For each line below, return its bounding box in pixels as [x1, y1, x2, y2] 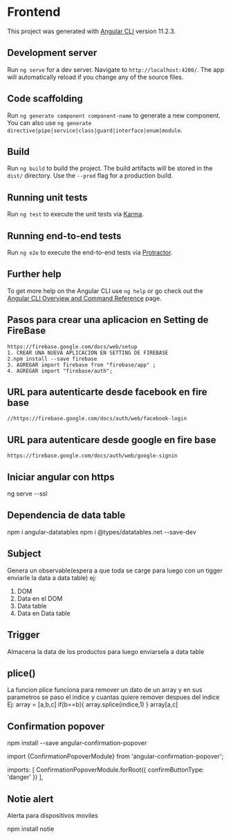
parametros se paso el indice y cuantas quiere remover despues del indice [7, 693, 220, 702]
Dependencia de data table [7, 510, 126, 521]
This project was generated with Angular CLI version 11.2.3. [7, 27, 176, 35]
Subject [7, 548, 41, 560]
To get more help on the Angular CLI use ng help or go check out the [7, 286, 203, 295]
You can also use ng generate [7, 118, 92, 127]
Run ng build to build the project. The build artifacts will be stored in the [7, 164, 213, 173]
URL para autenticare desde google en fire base [7, 433, 216, 446]
